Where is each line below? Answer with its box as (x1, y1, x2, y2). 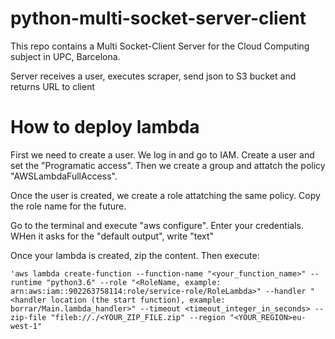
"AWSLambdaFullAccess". (10, 170, 118, 182)
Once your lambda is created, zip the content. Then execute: (10, 249, 260, 261)
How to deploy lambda (10, 116, 200, 139)
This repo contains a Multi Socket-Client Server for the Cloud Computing (10, 40, 310, 52)
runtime (10, 277, 43, 287)
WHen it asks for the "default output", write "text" (10, 230, 214, 242)
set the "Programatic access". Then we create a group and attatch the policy (10, 159, 326, 171)
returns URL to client (10, 80, 95, 92)
